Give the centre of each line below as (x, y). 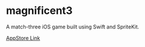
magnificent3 (39, 11)
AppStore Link (23, 38)
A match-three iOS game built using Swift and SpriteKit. (73, 27)
